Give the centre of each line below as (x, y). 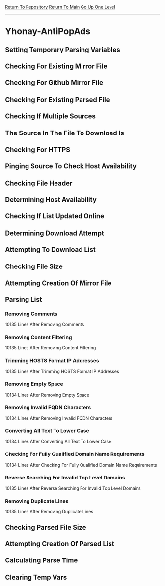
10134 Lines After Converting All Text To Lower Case (58, 442)
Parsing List (24, 300)
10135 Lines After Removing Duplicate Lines (49, 512)
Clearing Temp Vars (36, 577)
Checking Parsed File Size (46, 527)
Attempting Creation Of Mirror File (58, 283)
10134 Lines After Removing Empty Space (47, 395)
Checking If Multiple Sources (50, 117)
